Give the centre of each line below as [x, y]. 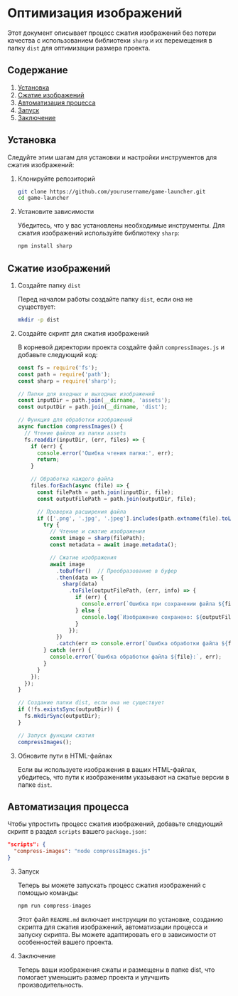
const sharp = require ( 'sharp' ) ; [67, 381]
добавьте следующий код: [58, 354]
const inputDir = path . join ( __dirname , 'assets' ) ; [94, 401]
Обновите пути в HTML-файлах [65, 756]
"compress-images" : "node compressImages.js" [82, 852]
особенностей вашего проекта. [65, 942]
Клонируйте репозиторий [56, 179]
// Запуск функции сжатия [56, 735]
